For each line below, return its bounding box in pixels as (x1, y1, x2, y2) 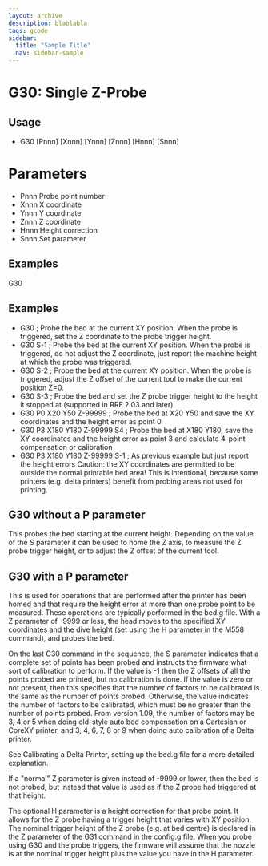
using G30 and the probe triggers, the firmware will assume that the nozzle (8, 840, 256, 850)
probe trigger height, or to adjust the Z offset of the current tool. (8, 546, 219, 556)
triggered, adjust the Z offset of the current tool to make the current (19, 374, 242, 383)
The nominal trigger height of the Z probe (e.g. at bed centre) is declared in (8, 824, 256, 833)
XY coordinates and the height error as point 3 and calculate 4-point (19, 434, 246, 443)
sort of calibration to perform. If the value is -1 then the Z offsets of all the (8, 666, 250, 676)
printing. (19, 484, 48, 494)
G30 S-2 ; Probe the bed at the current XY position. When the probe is (19, 366, 252, 375)
